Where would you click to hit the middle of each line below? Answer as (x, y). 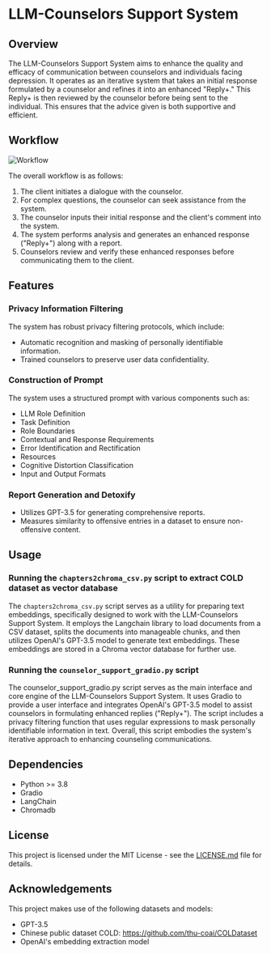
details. (21, 863)
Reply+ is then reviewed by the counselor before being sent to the (119, 98)
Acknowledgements (60, 889)
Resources (38, 456)
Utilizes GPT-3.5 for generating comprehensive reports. (112, 513)
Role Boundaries (47, 431)
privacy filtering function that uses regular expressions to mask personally (132, 722)
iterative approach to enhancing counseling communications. (110, 739)
